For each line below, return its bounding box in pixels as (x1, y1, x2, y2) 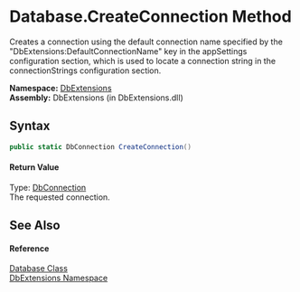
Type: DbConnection (9, 182, 87, 193)
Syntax (9, 118, 51, 134)
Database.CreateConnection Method (9, 6, 292, 27)
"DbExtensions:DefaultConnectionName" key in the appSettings (9, 45, 248, 56)
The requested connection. (9, 192, 110, 203)
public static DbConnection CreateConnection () (9, 142, 192, 151)
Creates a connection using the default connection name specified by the (9, 36, 283, 47)
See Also (9, 218, 61, 233)
